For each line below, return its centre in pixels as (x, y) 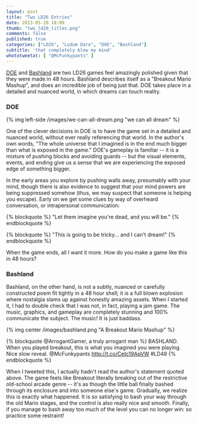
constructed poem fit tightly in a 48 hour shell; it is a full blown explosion (95, 293)
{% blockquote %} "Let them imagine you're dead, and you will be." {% (93, 217)
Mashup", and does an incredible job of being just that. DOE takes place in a (98, 85)
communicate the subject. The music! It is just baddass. (74, 318)
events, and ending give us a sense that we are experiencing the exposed (96, 162)
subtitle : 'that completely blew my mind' (59, 50)
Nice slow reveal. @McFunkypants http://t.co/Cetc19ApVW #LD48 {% (91, 354)
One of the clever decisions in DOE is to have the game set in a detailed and (98, 131)
